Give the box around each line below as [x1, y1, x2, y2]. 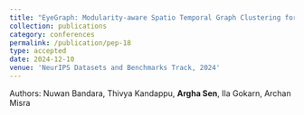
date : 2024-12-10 [9, 55, 75, 64]
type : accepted [9, 47, 67, 56]
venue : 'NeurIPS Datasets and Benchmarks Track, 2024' [9, 64, 221, 73]
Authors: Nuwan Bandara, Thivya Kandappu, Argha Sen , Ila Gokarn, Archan [9, 87, 291, 99]
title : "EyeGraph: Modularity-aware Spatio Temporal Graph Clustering [9, 13, 281, 22]
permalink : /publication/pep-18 [9, 38, 131, 48]
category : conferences [9, 30, 95, 39]
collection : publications [9, 22, 107, 31]
